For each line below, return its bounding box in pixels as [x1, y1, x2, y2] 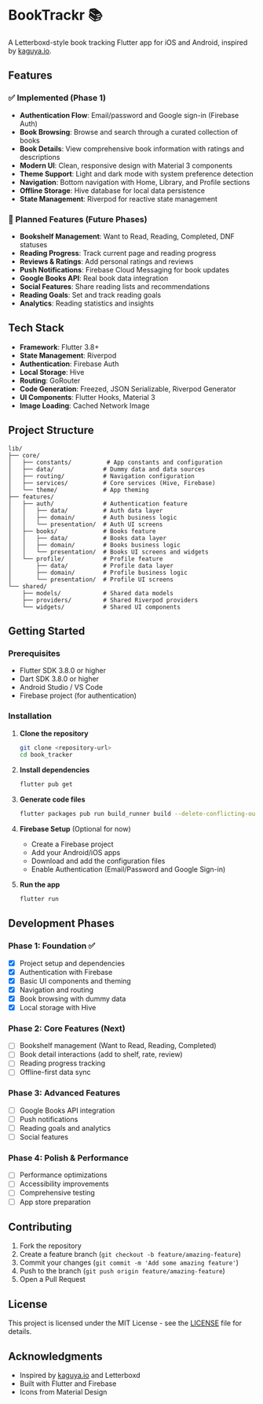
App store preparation [19, 1197, 91, 1206]
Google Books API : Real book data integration [19, 273, 169, 283]
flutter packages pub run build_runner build [19, 810, 171, 818]
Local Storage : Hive [19, 367, 85, 376]
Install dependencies [19, 765, 90, 775]
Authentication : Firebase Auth [19, 359, 119, 369]
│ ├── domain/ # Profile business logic [8, 569, 188, 576]
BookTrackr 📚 [8, 6, 104, 24]
